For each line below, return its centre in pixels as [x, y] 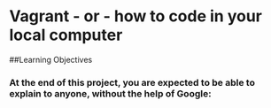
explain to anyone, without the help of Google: [110, 93]
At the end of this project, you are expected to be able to [132, 82]
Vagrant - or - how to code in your [136, 16]
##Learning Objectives [51, 59]
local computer [66, 35]
